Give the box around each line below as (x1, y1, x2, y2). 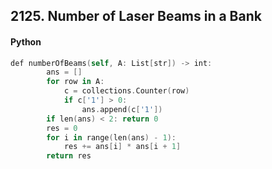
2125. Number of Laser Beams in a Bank (10, 8, 262, 25)
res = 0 (46, 123, 78, 133)
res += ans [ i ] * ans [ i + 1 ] (63, 142, 182, 152)
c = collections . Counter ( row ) (63, 86, 190, 96)
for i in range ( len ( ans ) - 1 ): (46, 132, 177, 143)
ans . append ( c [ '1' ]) (81, 104, 163, 114)
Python (10, 35, 42, 48)
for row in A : (46, 77, 105, 87)
